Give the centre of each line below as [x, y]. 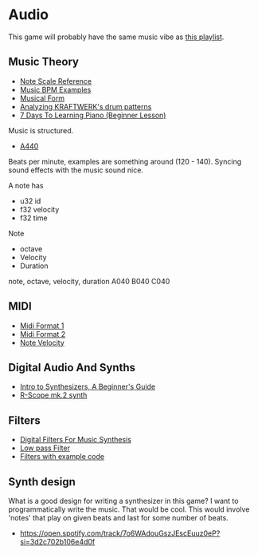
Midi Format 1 [42, 326]
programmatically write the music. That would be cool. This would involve [129, 509]
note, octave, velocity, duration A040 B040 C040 [89, 281]
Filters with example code [62, 457]
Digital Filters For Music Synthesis [75, 440]
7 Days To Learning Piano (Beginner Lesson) [93, 115]
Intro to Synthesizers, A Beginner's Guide [88, 387]
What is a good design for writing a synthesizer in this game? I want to [123, 501]
